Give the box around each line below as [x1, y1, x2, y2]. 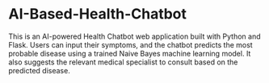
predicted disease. [8, 65, 70, 75]
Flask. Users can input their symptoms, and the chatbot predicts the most [8, 39, 253, 49]
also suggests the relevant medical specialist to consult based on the [8, 57, 238, 67]
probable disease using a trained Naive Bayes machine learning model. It [8, 48, 251, 58]
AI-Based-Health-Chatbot [8, 5, 187, 23]
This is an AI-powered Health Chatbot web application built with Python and [8, 31, 261, 41]
